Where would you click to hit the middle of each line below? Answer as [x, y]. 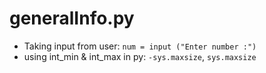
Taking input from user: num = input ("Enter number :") [140, 46]
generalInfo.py [72, 18]
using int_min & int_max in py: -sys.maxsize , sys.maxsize [140, 56]
